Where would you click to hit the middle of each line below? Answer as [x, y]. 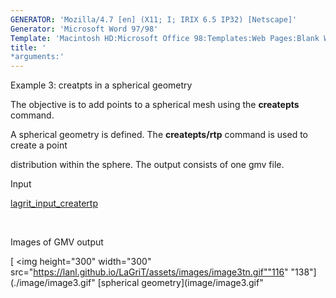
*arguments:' [37, 57]
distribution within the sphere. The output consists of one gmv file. [147, 165]
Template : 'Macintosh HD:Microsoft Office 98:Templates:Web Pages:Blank [165, 38]
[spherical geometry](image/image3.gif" [180, 283]
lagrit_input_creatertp [54, 203]
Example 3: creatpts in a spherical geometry [101, 85]
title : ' [28, 47]
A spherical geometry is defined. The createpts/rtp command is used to [159, 135]
